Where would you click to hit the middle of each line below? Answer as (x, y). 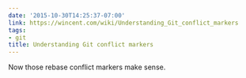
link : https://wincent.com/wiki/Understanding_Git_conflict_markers (123, 23)
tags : (17, 30)
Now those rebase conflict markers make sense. (87, 67)
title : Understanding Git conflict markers (81, 45)
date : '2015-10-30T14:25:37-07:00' (67, 15)
